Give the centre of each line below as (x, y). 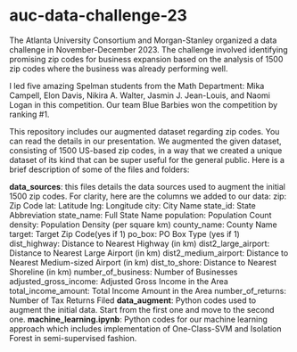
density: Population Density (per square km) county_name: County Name (144, 225)
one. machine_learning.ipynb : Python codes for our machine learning (138, 319)
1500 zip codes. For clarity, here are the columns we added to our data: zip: (148, 196)
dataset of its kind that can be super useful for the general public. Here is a (147, 160)
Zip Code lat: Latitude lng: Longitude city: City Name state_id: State (132, 205)
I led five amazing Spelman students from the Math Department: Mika (137, 86)
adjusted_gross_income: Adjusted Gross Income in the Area (119, 281)
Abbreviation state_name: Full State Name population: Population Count (140, 215)
